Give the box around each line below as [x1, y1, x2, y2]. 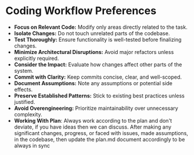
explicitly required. [14, 55, 59, 62]
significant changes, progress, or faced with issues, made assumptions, [14, 129, 189, 136]
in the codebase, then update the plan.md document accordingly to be [14, 136, 185, 143]
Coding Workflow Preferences [5, 4, 157, 18]
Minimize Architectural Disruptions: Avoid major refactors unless [14, 48, 174, 55]
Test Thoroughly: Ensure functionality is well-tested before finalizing [14, 36, 182, 43]
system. [14, 67, 34, 74]
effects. [14, 86, 33, 93]
